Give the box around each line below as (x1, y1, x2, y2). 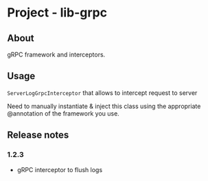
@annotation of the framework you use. (7, 109, 120, 118)
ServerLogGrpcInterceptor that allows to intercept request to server (7, 88, 198, 97)
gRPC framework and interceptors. (7, 50, 106, 58)
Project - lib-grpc (7, 5, 108, 21)
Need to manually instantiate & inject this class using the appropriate (7, 102, 201, 110)
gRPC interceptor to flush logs (16, 165, 103, 173)
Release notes (7, 129, 69, 141)
